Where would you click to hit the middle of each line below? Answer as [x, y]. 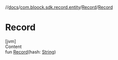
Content [13, 46]
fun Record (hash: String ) [30, 51]
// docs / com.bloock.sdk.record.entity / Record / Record [59, 7]
